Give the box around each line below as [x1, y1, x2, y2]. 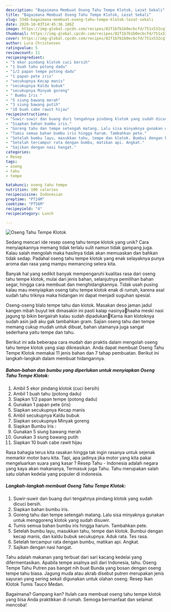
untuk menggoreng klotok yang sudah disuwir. [13, 517, 111, 523]
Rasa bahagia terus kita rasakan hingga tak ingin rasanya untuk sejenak [6, 449, 155, 456]
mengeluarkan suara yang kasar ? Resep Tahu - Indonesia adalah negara [6, 460, 158, 466]
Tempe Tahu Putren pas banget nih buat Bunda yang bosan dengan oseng [6, 565, 161, 571]
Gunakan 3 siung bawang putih [13, 434, 79, 440]
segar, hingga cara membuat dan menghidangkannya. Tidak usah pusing [6, 281, 158, 288]
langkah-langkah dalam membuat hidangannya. [6, 355, 106, 362]
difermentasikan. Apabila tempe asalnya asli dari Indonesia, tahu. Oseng [6, 560, 157, 566]
